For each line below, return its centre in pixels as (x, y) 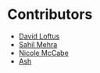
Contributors (50, 15)
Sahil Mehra (38, 44)
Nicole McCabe (44, 53)
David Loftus (39, 36)
